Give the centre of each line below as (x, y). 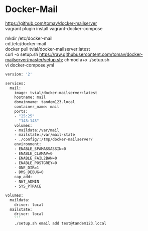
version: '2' (19, 74)
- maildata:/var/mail (37, 130)
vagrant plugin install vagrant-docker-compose (54, 28)
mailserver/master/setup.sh (34, 59)
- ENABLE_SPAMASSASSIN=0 (40, 149)
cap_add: (23, 177)
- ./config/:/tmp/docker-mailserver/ (54, 139)
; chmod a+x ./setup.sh (86, 59)
